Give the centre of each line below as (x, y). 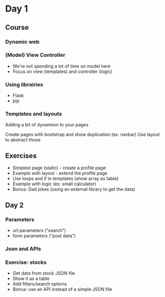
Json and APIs (23, 249)
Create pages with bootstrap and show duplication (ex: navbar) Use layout (82, 134)
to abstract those (23, 140)
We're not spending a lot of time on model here (62, 66)
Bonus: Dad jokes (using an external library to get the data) (74, 189)
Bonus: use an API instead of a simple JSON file (62, 289)
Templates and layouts (34, 114)
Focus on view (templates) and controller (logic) (62, 71)
